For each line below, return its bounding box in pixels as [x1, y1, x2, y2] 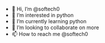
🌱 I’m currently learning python [11, 18, 87, 24]
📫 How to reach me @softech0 [11, 31, 89, 37]
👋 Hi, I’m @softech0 [11, 6, 60, 12]
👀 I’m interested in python [11, 12, 74, 19]
